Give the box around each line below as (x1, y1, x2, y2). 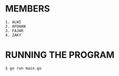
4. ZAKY (5, 32, 22, 37)
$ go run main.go (5, 65, 42, 70)
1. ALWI (5, 19, 22, 24)
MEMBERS (5, 3, 50, 14)
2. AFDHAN (5, 23, 26, 29)
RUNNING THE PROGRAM (5, 49, 115, 60)
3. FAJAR (5, 28, 24, 33)
